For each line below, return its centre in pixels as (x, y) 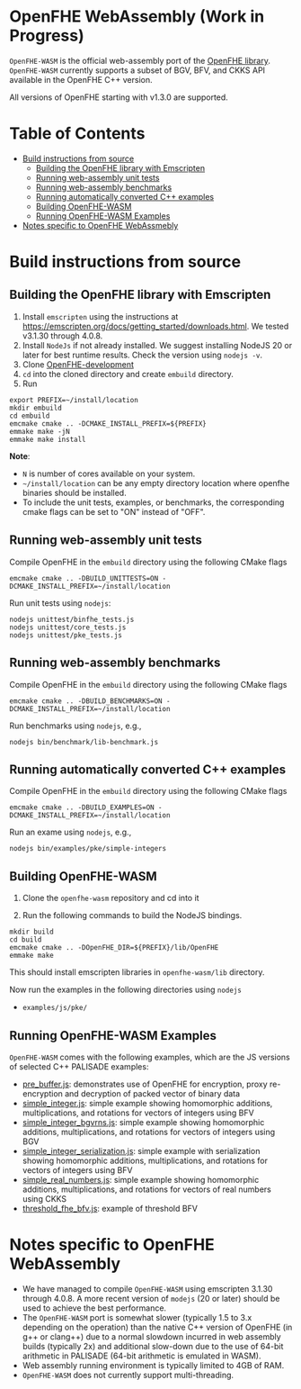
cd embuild (30, 416)
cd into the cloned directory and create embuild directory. (128, 374)
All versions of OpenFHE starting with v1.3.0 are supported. (119, 97)
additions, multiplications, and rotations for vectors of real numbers (147, 1189)
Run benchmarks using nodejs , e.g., (75, 726)
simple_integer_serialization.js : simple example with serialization (141, 1150)
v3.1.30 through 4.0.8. (62, 336)
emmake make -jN (40, 431)
